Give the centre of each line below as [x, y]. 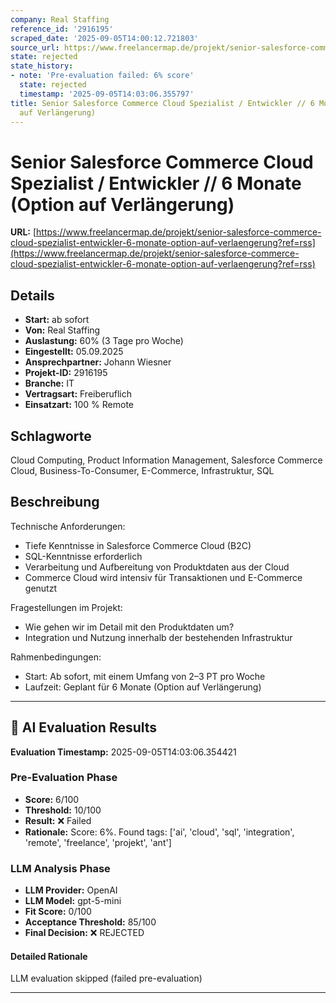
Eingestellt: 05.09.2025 [74, 352]
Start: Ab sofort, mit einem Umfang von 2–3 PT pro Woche [145, 676]
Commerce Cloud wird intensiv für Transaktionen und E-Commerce [163, 577]
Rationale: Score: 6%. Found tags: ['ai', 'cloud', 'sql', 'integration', [159, 832]
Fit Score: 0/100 [58, 912]
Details [32, 295]
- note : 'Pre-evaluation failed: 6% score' [102, 76]
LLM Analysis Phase [60, 868]
